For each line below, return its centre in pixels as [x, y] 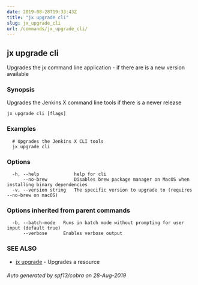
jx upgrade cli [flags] [37, 114]
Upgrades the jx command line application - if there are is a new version [96, 67]
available [18, 74]
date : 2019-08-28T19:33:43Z [42, 12]
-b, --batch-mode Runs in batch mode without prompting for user [98, 223]
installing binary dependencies [47, 184]
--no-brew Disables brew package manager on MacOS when [106, 179]
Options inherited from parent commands [69, 210]
